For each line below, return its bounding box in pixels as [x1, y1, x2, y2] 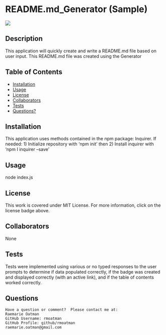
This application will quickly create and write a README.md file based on [5, 48, 157, 54]
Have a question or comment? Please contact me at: [5, 307, 118, 312]
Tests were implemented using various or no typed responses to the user [5, 263, 157, 270]
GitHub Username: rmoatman [5, 316, 62, 321]
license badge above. [5, 208, 50, 213]
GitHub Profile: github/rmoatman [5, 320, 75, 325]
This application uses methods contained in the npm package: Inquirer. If [5, 136, 156, 142]
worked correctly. [5, 279, 42, 285]
